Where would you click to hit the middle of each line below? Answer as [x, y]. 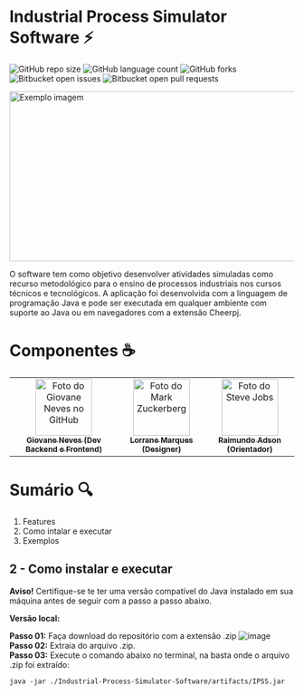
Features [39, 521]
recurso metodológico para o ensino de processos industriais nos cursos [146, 284]
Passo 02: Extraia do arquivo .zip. [72, 645]
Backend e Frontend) [64, 449]
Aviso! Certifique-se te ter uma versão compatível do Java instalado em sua [152, 591]
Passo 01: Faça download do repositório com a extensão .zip [123, 635]
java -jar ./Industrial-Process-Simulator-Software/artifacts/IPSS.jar [147, 681]
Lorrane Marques [161, 440]
